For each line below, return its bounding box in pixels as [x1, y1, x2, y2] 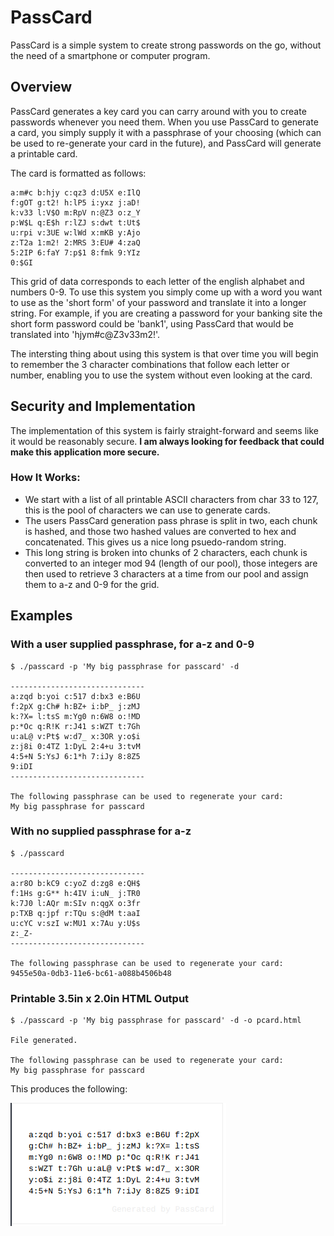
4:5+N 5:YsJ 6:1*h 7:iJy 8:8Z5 [10, 751, 141, 761]
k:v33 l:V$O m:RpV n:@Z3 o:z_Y [10, 207, 141, 218]
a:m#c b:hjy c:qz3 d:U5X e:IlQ [10, 187, 141, 198]
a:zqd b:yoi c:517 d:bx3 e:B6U [10, 691, 141, 701]
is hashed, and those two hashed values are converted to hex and [24, 525, 297, 537]
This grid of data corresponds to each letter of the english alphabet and [10, 275, 305, 287]
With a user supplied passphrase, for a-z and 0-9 [10, 637, 255, 651]
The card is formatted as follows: [10, 167, 147, 179]
